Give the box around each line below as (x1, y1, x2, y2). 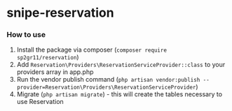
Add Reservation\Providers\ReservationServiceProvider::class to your (16, 61, 226, 69)
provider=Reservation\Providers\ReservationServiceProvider (16, 84, 196, 91)
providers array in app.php (16, 68, 94, 76)
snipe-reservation (6, 5, 114, 21)
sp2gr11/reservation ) (16, 53, 79, 61)
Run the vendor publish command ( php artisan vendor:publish (16, 75, 200, 84)
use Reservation (16, 98, 64, 106)
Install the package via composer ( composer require (16, 45, 168, 54)
